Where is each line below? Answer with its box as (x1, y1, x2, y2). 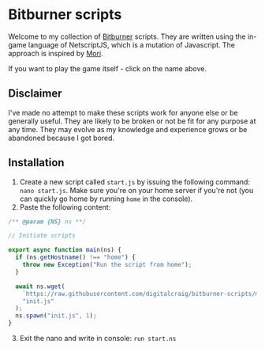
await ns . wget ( (15, 283, 65, 290)
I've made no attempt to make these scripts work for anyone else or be (8, 108, 238, 117)
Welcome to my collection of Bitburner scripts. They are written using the (8, 32, 246, 41)
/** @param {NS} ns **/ (8, 218, 87, 226)
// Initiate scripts (8, 232, 77, 240)
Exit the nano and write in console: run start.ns (19, 334, 177, 343)
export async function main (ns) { (8, 246, 122, 254)
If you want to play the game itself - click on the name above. (8, 63, 207, 73)
